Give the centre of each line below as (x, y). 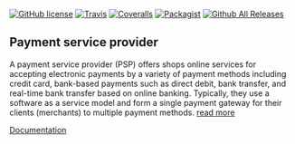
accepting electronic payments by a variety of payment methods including (148, 73)
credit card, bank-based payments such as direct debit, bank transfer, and (148, 83)
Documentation (38, 130)
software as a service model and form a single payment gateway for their (146, 102)
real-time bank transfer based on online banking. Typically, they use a (139, 93)
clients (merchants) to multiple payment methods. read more (122, 112)
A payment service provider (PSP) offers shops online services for (133, 64)
